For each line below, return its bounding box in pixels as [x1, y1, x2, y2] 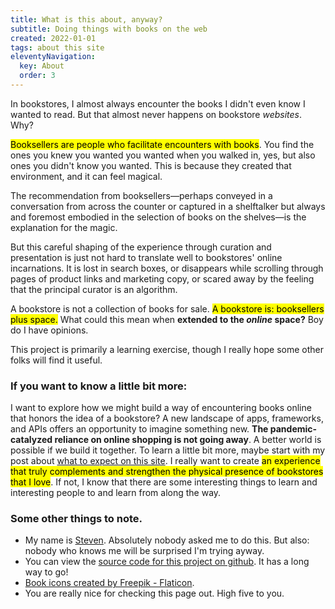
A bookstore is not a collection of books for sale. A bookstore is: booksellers [10, 302, 325, 315]
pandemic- [269, 423, 318, 435]
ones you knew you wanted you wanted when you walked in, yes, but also [10, 149, 316, 161]
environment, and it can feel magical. [10, 170, 163, 182]
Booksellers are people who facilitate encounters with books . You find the [10, 138, 315, 150]
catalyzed [10, 434, 53, 446]
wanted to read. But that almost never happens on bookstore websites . [10, 108, 302, 120]
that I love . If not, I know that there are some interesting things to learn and [10, 476, 318, 488]
